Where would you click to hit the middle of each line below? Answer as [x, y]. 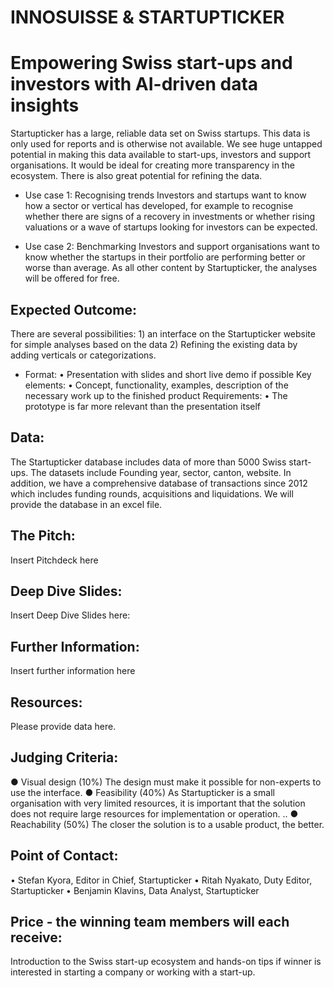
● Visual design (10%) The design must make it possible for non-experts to [166, 782]
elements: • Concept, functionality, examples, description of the [156, 385]
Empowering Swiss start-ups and [151, 63]
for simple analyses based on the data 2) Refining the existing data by [154, 344]
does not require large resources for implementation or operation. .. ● [154, 813]
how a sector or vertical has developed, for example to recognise [159, 206]
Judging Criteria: [64, 757]
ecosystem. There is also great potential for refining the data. [136, 176]
